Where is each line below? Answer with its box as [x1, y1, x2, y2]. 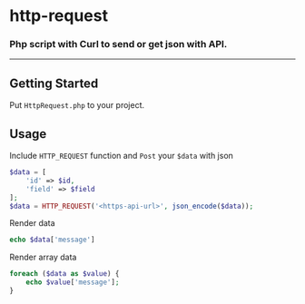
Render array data [9, 251, 77, 263]
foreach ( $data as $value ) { [9, 270, 120, 279]
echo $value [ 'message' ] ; [25, 278, 120, 287]
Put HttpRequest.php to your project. [9, 100, 145, 111]
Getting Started [9, 75, 99, 91]
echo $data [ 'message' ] [9, 235, 95, 245]
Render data [9, 218, 56, 229]
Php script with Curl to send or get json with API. [9, 38, 228, 51]
